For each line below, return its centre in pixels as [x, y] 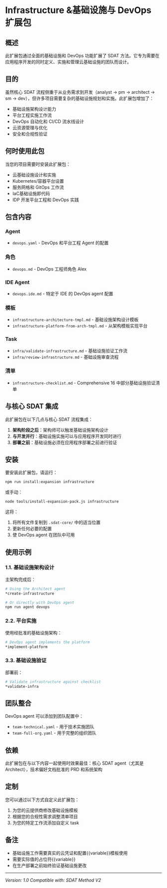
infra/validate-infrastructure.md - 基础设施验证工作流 [70, 350]
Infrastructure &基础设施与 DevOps [78, 10]
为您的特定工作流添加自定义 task [46, 823]
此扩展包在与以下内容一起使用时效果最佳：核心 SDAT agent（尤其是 [75, 763]
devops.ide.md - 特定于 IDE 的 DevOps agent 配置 [63, 294]
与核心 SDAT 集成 [32, 407]
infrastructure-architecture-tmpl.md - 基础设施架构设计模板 [75, 319]
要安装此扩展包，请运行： [31, 473]
